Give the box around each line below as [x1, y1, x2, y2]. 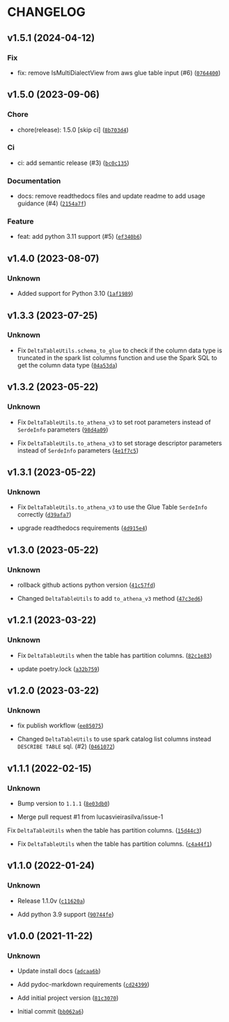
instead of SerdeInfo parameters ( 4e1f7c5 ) [17, 446, 139, 455]
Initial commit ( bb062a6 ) [17, 1007, 84, 1016]
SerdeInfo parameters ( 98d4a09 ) [17, 425, 109, 434]
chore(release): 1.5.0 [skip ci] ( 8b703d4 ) [17, 125, 129, 134]
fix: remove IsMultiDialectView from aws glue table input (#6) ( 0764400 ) [17, 68, 221, 77]
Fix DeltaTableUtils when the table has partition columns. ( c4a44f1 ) [17, 840, 212, 848]
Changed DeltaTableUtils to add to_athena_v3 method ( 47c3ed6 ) [17, 594, 203, 602]
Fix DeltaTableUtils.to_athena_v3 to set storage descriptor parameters [17, 439, 223, 447]
